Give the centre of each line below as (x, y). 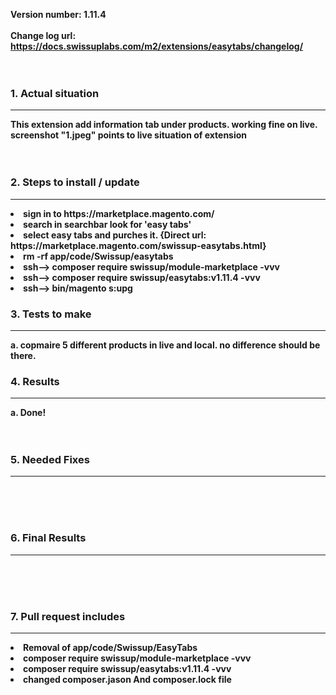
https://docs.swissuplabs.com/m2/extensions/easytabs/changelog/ (157, 46)
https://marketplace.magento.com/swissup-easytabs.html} (138, 245)
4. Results (35, 381)
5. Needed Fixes (50, 460)
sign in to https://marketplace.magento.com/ (119, 213)
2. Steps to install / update (75, 182)
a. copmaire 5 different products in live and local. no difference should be (165, 345)
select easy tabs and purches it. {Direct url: (115, 235)
